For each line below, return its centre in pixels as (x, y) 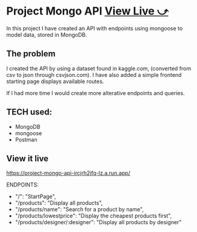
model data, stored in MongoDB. (47, 35)
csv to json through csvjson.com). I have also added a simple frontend (94, 75)
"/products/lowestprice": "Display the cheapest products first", (93, 216)
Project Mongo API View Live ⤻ (87, 11)
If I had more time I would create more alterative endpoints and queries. (95, 93)
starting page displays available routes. (55, 81)
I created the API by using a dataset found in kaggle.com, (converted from (99, 68)
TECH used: (29, 112)
